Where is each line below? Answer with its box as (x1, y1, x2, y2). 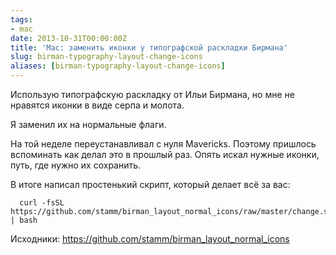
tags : (10, 14, 33, 25)
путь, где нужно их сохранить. (10, 159, 142, 171)
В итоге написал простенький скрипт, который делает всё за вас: (10, 179, 291, 190)
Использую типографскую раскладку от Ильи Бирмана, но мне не (10, 89, 295, 100)
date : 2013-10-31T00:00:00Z (10, 33, 128, 43)
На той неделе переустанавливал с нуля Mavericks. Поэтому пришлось (10, 138, 317, 150)
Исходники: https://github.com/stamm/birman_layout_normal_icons (10, 233, 290, 245)
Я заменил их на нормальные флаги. (10, 119, 167, 130)
